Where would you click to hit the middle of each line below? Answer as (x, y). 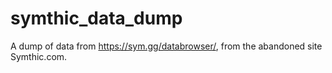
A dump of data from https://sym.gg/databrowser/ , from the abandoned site (166, 46)
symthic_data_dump (96, 18)
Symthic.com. (39, 56)
